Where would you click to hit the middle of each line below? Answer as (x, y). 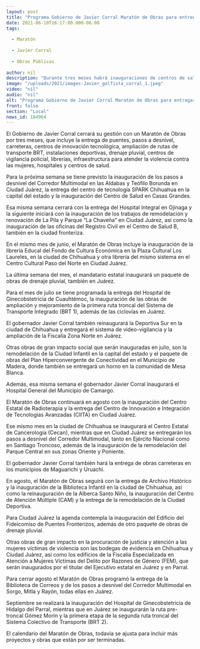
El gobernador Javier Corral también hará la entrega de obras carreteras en (99, 463)
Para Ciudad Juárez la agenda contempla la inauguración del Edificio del (95, 518)
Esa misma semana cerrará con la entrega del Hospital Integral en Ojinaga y (99, 208)
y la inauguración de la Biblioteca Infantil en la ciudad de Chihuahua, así (94, 487)
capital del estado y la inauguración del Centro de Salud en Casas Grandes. (99, 196)
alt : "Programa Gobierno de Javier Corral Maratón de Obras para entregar (101, 100)
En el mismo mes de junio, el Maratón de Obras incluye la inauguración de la (100, 244)
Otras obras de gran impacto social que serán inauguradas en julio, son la (96, 347)
